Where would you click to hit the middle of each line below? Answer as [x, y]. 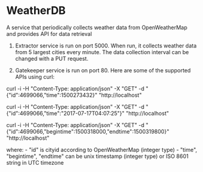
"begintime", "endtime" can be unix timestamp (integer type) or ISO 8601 [98, 156]
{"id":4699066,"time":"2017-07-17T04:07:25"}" [65, 113]
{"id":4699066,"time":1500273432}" [52, 95]
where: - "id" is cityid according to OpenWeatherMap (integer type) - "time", [102, 150]
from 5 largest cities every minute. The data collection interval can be [102, 52]
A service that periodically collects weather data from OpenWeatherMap [97, 27]
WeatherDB [36, 11]
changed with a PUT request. [52, 58]
